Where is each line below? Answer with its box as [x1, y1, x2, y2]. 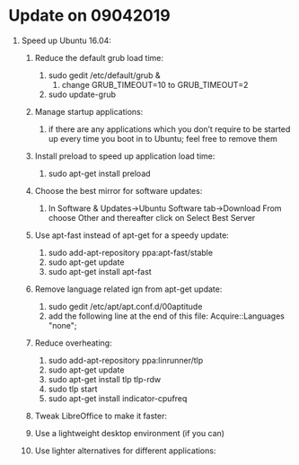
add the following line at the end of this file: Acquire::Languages [48, 311, 285, 321]
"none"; [48, 320, 77, 330]
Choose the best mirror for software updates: [34, 185, 203, 196]
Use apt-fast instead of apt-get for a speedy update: [34, 230, 230, 241]
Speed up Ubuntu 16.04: [21, 35, 111, 46]
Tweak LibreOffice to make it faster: [34, 410, 168, 421]
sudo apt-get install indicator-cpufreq [48, 392, 188, 404]
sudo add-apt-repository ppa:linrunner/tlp [48, 355, 204, 365]
